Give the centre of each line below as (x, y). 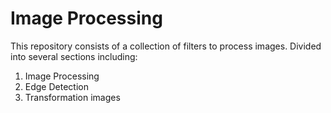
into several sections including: (74, 56)
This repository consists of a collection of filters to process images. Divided (166, 46)
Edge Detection (56, 86)
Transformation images (72, 97)
